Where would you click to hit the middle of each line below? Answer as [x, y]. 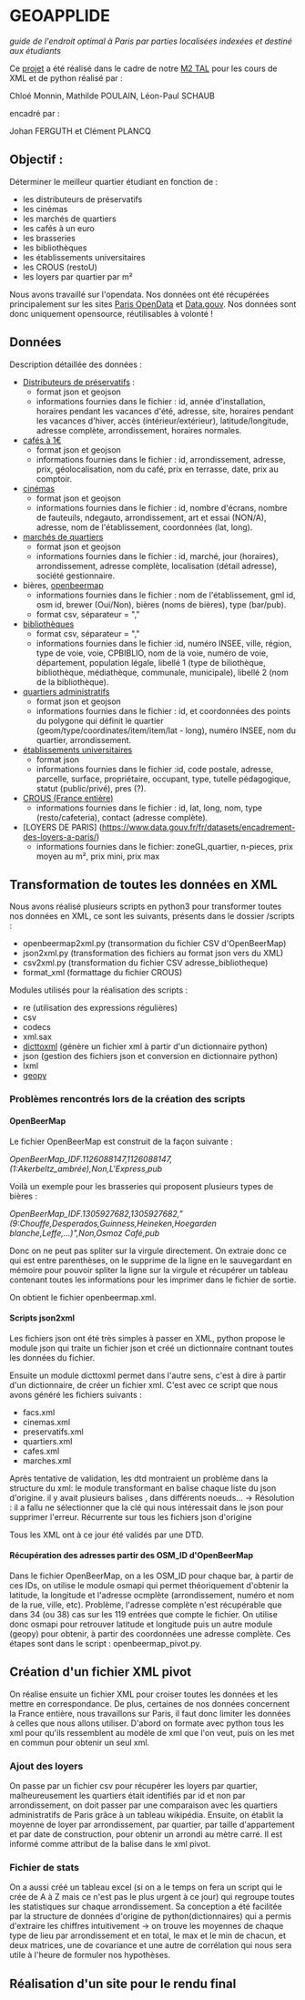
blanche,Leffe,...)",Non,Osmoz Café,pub [85, 1233]
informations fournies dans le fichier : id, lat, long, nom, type [149, 808]
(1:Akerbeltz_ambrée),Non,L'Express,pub [86, 1168]
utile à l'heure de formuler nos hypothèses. [90, 1955]
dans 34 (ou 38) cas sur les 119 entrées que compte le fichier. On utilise [143, 1614]
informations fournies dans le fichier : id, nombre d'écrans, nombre [162, 507]
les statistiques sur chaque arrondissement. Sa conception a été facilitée [146, 1907]
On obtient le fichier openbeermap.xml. [83, 1297]
